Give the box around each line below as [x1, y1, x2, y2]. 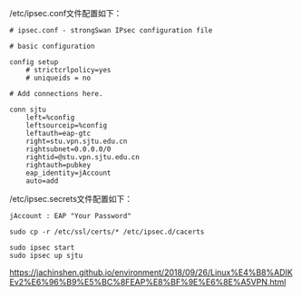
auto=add [25, 177, 59, 186]
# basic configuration [9, 42, 95, 51]
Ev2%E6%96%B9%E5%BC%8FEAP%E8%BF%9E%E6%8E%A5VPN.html [9, 277, 287, 287]
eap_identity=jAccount [25, 168, 112, 177]
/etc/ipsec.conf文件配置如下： [9, 8, 122, 18]
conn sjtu [9, 105, 47, 114]
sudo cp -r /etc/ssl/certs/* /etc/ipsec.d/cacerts [9, 227, 205, 236]
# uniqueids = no [25, 73, 92, 82]
